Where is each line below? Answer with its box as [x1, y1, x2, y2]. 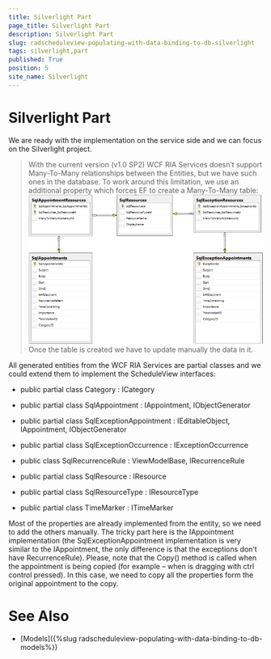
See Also [8, 607, 70, 626]
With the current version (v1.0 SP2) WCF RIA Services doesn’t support [28, 159, 263, 169]
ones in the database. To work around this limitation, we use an [28, 176, 239, 186]
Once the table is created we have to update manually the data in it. [28, 344, 253, 355]
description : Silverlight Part [8, 30, 114, 38]
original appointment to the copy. [8, 579, 119, 589]
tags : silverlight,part [8, 47, 89, 56]
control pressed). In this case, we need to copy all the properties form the [8, 570, 254, 580]
